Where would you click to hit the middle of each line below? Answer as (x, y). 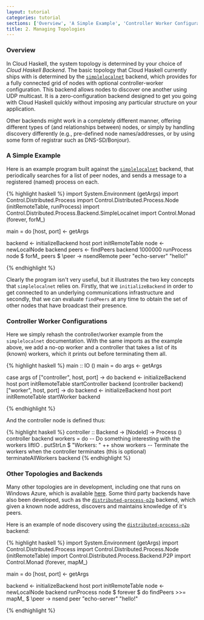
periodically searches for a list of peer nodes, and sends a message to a (97, 175)
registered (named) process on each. (53, 182)
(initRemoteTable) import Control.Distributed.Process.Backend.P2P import (99, 556)
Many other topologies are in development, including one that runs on (93, 487)
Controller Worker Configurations (57, 321)
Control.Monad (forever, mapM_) (47, 562)
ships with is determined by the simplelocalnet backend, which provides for (102, 76)
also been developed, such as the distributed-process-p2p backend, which (101, 500)
